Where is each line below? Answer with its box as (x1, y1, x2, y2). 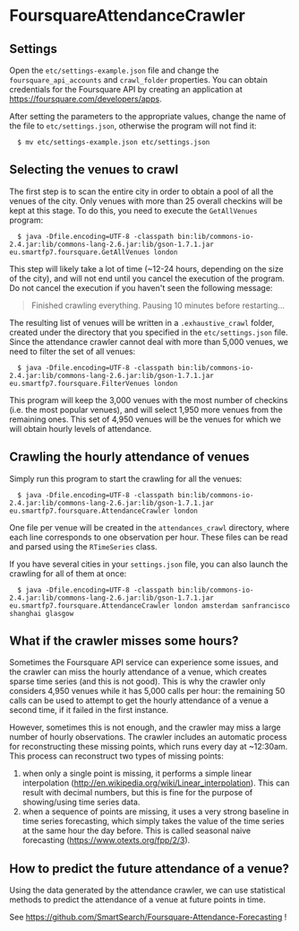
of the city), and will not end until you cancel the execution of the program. (9, 273, 285, 284)
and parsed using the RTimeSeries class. (9, 540, 158, 552)
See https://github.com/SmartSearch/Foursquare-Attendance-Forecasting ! (9, 912, 287, 923)
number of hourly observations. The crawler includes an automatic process (9, 732, 287, 742)
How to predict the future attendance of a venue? (9, 861, 289, 876)
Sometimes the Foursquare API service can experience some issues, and (9, 657, 279, 668)
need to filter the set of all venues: (9, 346, 136, 356)
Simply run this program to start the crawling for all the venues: (9, 473, 243, 484)
